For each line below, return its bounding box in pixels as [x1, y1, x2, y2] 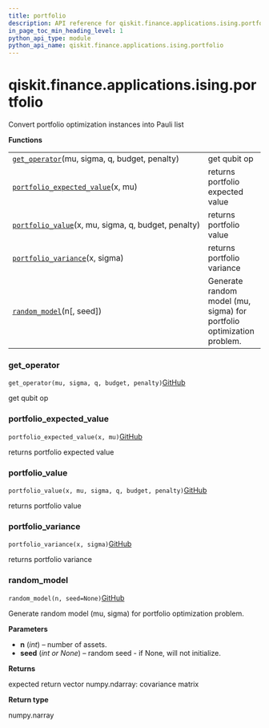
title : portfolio [8, 11, 66, 20]
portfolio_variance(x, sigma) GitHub [8, 539, 132, 549]
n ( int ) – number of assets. [19, 639, 107, 649]
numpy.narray [8, 710, 54, 720]
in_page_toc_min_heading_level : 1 [8, 26, 124, 34]
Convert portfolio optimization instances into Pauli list [8, 119, 184, 129]
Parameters [8, 624, 48, 633]
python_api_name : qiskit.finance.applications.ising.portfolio [8, 42, 224, 50]
